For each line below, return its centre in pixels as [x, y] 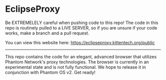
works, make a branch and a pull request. [47, 33]
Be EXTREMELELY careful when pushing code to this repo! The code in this [82, 23]
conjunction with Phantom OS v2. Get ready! [50, 72]
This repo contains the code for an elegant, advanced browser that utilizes [81, 56]
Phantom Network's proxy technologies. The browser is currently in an [77, 62]
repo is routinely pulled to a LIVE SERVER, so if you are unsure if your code [81, 27]
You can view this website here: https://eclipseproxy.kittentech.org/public [80, 42]
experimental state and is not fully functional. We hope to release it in [76, 67]
